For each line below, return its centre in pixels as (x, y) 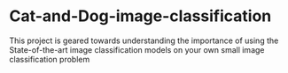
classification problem (50, 59)
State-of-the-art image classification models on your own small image (137, 49)
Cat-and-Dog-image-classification (140, 16)
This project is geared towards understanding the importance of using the (144, 40)
